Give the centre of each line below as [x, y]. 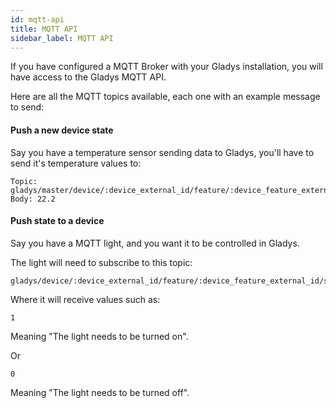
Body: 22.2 [33, 199]
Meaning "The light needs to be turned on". [99, 336]
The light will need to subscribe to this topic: [101, 262]
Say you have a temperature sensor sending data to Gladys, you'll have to [162, 152]
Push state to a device [57, 221]
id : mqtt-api [37, 19]
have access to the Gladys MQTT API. [88, 77]
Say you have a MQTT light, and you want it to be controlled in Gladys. [155, 243]
